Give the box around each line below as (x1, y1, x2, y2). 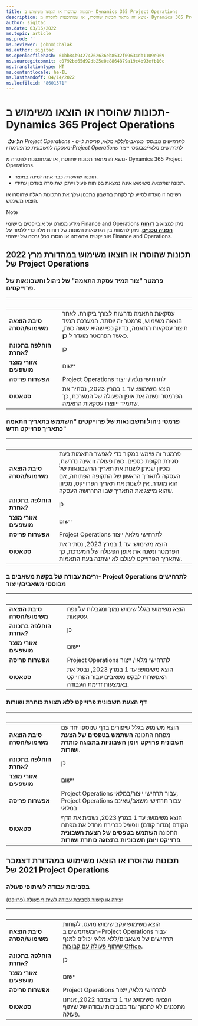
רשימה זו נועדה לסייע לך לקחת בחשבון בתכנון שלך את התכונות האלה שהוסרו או (6, 190, 181, 198)
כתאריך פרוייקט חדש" (6, 424, 67, 433)
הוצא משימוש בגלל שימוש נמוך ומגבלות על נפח (67, 605, 186, 613)
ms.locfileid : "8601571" (6, 80, 67, 86)
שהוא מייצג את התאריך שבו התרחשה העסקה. (58, 486, 174, 495)
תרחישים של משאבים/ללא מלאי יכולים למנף (62, 935, 174, 943)
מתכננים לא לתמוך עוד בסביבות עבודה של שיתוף (62, 1003, 186, 1011)
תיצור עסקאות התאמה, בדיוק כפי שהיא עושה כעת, (62, 324, 188, 332)
